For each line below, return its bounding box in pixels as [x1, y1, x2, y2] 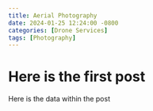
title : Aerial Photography [8, 11, 98, 20]
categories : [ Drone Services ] [8, 26, 109, 34]
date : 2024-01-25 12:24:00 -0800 [8, 19, 119, 27]
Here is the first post [8, 68, 146, 86]
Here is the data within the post [8, 94, 111, 104]
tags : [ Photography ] [8, 33, 77, 42]
